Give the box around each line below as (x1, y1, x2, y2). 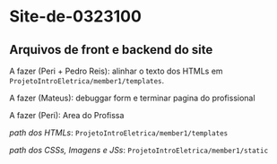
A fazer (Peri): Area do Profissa (9, 110, 125, 120)
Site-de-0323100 (9, 6, 142, 27)
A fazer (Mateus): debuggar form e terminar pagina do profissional (9, 92, 255, 103)
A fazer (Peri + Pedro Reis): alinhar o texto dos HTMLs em (9, 65, 223, 76)
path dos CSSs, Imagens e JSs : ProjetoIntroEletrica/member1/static (9, 145, 269, 155)
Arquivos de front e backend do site (9, 42, 213, 57)
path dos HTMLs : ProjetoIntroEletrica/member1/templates (9, 127, 229, 138)
